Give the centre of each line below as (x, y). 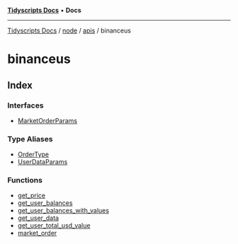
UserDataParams (42, 162)
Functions (25, 180)
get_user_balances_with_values (63, 211)
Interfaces (25, 105)
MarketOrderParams (47, 120)
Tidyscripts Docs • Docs (44, 10)
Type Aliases (30, 139)
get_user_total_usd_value (54, 226)
